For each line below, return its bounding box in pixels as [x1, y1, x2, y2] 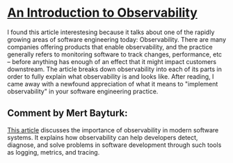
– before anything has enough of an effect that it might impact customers [7, 57, 217, 65]
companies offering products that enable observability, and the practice [7, 42, 214, 51]
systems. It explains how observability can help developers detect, [7, 133, 198, 141]
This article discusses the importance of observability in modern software [7, 125, 219, 134]
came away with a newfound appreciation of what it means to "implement [7, 79, 218, 88]
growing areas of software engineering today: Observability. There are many [7, 35, 227, 43]
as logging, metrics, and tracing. [7, 148, 100, 156]
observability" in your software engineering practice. [7, 87, 159, 95]
